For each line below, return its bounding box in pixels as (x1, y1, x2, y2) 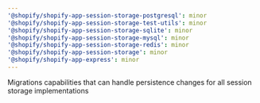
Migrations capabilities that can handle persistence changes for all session (7, 77, 252, 87)
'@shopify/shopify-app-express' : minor (7, 56, 140, 64)
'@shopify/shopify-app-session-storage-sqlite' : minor (7, 26, 193, 34)
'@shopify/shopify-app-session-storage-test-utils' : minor (7, 19, 208, 27)
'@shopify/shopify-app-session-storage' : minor (7, 48, 169, 56)
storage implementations (7, 86, 89, 95)
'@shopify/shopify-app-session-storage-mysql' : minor (7, 33, 190, 42)
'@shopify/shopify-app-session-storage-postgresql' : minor (7, 11, 208, 20)
